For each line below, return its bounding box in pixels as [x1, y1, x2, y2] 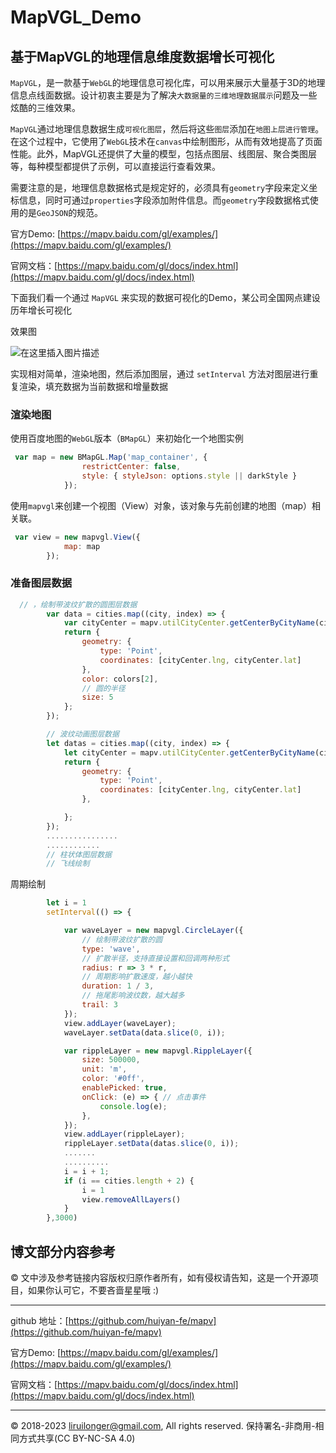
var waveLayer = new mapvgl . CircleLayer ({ [63, 926, 244, 936]
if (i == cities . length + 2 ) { [63, 1176, 195, 1186]
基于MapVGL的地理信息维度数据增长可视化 [10, 48, 275, 65]
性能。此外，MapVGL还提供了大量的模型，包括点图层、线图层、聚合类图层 [10, 148, 317, 160]
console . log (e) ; [99, 1101, 168, 1111]
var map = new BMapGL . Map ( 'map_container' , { [14, 452, 208, 463]
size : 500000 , [81, 1055, 141, 1065]
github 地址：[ [10, 1315, 69, 1327]
